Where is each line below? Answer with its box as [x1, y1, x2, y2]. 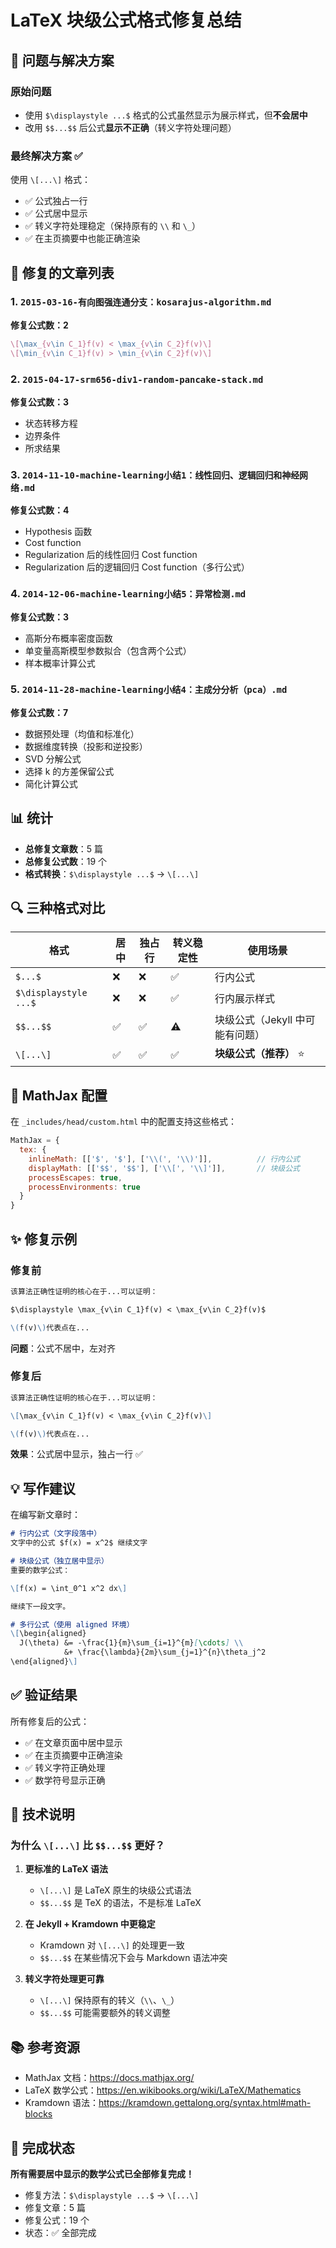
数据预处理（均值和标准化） [24, 727, 140, 740]
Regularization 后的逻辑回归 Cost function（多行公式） [24, 561, 250, 573]
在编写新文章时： [10, 1509, 81, 1521]
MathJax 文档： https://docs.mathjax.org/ [24, 2072, 195, 2084]
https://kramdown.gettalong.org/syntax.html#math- [98, 2097, 312, 2109]
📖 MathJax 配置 [10, 1087, 108, 1104]
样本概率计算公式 [24, 657, 96, 669]
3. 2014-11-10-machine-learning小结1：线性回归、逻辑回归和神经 [10, 467, 300, 481]
